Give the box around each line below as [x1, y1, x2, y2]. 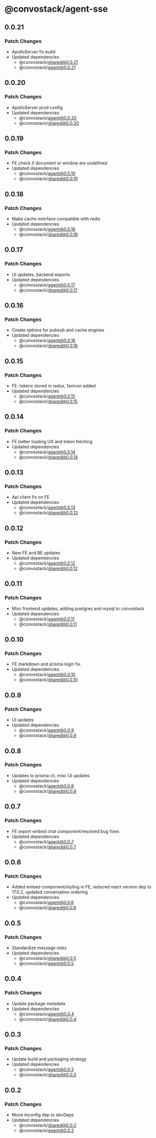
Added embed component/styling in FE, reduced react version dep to [11, 884, 152, 890]
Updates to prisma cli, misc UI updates [11, 772, 90, 778]
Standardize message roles [11, 945, 67, 951]
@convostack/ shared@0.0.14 [19, 454, 78, 460]
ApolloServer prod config [11, 104, 63, 110]
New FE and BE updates [11, 550, 61, 556]
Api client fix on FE [11, 494, 50, 500]
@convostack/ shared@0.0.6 [19, 905, 77, 910]
